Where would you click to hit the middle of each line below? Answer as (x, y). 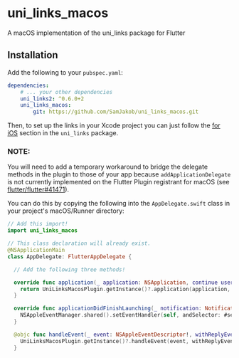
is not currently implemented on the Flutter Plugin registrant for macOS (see (118, 182)
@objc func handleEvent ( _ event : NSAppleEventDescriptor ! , (103, 335)
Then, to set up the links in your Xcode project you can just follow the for (114, 125)
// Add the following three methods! (70, 269)
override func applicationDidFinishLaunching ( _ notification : (108, 309)
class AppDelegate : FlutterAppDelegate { (70, 257)
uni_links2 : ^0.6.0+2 (52, 99)
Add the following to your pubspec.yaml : (65, 72)
